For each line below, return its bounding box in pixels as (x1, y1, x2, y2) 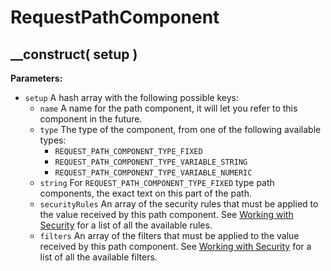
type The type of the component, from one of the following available (39, 124, 322, 135)
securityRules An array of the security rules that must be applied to (39, 198, 319, 210)
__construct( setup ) (10, 46, 138, 63)
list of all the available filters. (39, 251, 158, 263)
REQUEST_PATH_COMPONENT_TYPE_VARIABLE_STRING (54, 157, 248, 167)
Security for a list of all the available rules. (39, 219, 213, 231)
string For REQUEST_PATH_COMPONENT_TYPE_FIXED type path (39, 177, 275, 188)
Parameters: (10, 72, 63, 84)
